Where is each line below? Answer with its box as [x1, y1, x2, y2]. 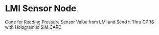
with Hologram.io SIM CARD [5, 24, 62, 30]
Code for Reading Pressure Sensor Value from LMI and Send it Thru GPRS [5, 19, 154, 25]
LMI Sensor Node [5, 3, 77, 14]
